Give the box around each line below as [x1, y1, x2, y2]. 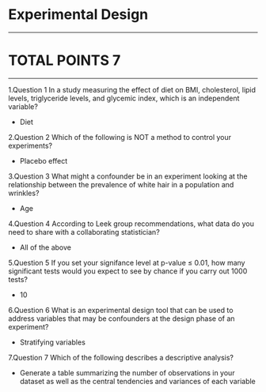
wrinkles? [8, 188, 40, 198]
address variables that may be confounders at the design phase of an [8, 314, 235, 323]
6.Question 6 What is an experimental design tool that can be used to [8, 305, 234, 315]
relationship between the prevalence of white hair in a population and [8, 179, 234, 189]
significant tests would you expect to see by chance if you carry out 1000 [8, 266, 248, 276]
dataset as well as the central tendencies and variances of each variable [19, 376, 256, 386]
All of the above [19, 243, 71, 252]
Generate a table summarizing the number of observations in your [19, 367, 235, 377]
